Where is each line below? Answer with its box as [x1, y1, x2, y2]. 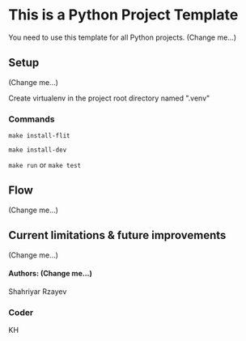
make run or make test [8, 160, 82, 170]
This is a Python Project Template [8, 6, 239, 24]
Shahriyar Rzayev [8, 286, 67, 296]
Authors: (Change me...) [8, 269, 93, 279]
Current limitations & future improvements [8, 228, 227, 242]
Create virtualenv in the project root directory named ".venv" [8, 93, 210, 103]
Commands [8, 113, 55, 125]
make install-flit [8, 132, 70, 140]
